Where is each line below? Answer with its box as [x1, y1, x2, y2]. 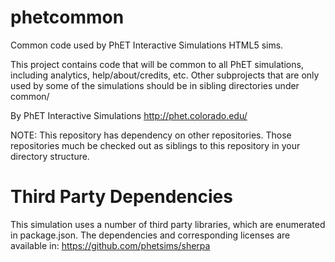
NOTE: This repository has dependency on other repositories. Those [10, 129, 292, 141]
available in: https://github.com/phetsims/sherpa [10, 239, 211, 251]
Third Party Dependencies [10, 186, 233, 208]
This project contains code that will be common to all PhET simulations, [10, 58, 304, 70]
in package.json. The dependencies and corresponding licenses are [10, 229, 291, 241]
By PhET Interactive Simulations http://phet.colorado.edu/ [10, 109, 248, 121]
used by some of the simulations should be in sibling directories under [10, 79, 300, 91]
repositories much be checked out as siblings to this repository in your [10, 139, 301, 151]
